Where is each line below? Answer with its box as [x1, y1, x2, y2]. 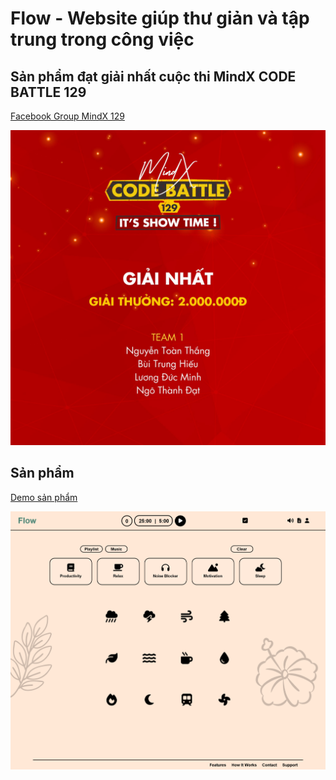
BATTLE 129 [10, 83, 87, 101]
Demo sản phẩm [10, 491, 78, 503]
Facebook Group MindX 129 [10, 110, 125, 122]
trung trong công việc [10, 28, 195, 51]
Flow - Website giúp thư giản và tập [10, 7, 310, 30]
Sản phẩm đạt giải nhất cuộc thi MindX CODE [10, 68, 297, 85]
